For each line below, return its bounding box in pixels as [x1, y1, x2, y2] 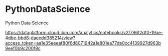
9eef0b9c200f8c [5, 45, 41, 51]
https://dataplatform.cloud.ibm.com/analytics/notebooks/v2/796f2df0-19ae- [5, 29, 163, 35]
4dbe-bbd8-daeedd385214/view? [5, 35, 76, 41]
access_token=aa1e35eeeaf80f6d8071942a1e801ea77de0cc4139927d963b [5, 40, 161, 46]
